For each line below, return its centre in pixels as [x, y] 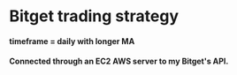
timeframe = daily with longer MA [72, 41]
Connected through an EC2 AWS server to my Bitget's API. [119, 61]
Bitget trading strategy [94, 16]
